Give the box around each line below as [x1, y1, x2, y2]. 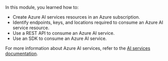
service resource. [12, 25, 50, 31]
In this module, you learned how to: [5, 5, 79, 10]
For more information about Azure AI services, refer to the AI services [5, 45, 151, 51]
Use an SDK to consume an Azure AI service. [12, 35, 107, 41]
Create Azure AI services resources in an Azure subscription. [12, 14, 140, 20]
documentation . [5, 50, 38, 56]
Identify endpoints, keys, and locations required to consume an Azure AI [12, 20, 163, 25]
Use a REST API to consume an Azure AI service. [12, 30, 115, 36]
